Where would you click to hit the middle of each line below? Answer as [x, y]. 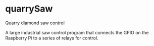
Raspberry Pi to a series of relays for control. [52, 38]
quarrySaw [29, 9]
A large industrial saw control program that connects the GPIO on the [77, 32]
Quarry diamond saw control [35, 23]
